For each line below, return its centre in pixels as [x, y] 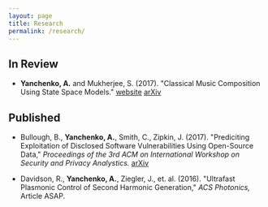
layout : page [30, 16]
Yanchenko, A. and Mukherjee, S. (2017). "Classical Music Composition [140, 84]
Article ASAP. [43, 196]
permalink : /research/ [47, 31]
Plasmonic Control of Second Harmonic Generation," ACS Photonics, [135, 187]
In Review [33, 64]
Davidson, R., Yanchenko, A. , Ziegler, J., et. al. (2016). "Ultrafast [128, 179]
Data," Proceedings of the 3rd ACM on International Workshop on [130, 154]
